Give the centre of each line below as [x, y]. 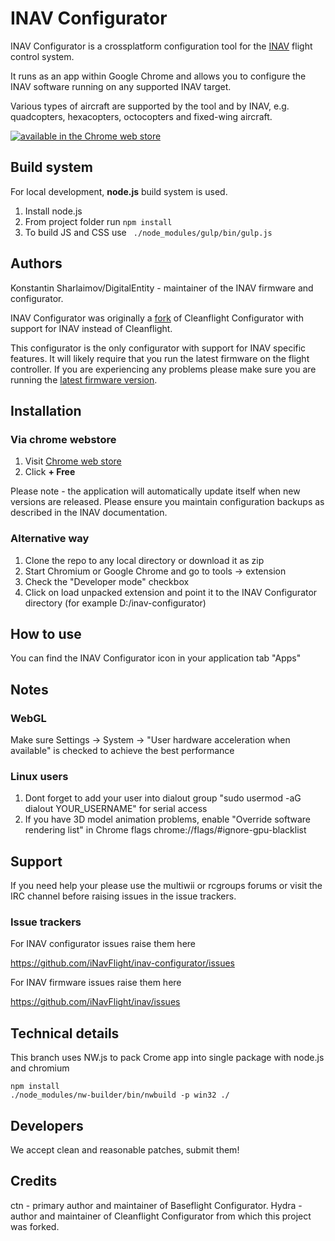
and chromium [40, 1068]
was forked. [35, 1226]
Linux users [39, 776]
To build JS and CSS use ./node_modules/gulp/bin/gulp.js [148, 232]
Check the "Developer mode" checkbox [107, 581]
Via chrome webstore [63, 439]
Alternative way [50, 539]
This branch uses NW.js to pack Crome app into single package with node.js [167, 1058]
